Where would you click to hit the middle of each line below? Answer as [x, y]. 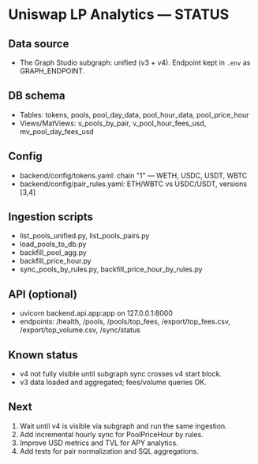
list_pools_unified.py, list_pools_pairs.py [84, 236]
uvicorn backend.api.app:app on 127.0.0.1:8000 [96, 313]
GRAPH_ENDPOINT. [52, 71]
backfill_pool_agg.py [53, 253]
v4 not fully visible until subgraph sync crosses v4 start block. [121, 374]
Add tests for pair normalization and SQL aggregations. [109, 451]
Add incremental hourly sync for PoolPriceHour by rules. [111, 434]
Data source [39, 44]
